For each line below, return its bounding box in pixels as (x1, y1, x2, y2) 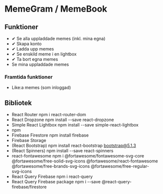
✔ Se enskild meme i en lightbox (11, 51, 77, 57)
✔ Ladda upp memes (11, 46, 54, 52)
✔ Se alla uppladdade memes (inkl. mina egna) (11, 35, 106, 41)
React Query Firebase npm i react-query (11, 174, 93, 179)
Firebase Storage (11, 138, 47, 143)
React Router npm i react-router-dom (11, 112, 86, 118)
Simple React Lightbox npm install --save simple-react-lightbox (11, 122, 139, 128)
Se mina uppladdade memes (11, 62, 69, 67)
